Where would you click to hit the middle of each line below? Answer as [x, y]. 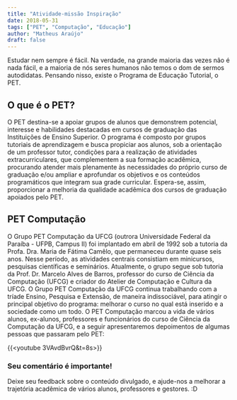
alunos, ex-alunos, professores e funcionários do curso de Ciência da [109, 319]
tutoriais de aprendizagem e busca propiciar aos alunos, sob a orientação [115, 144]
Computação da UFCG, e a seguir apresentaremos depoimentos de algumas [118, 327]
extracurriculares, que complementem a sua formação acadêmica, [104, 159]
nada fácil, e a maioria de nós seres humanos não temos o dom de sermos [116, 68]
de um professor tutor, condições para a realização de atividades [102, 152]
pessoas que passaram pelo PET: [56, 334]
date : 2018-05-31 [33, 20]
